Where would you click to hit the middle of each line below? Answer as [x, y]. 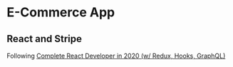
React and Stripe [45, 39]
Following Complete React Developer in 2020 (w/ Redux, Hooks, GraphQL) [116, 56]
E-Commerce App [61, 12]
